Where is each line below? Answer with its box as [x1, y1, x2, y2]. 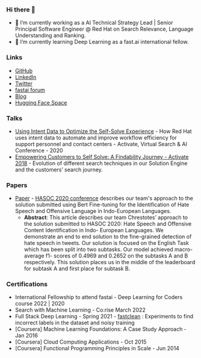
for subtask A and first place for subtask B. [23, 265, 131, 273]
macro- [174, 246, 193, 253]
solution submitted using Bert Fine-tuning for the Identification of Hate [14, 201, 190, 208]
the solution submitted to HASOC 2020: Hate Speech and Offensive [23, 220, 192, 227]
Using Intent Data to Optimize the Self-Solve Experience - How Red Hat [14, 128, 192, 135]
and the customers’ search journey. [14, 165, 104, 173]
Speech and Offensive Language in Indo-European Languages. [14, 208, 172, 215]
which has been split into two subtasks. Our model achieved [23, 246, 173, 253]
